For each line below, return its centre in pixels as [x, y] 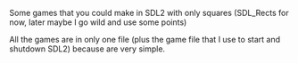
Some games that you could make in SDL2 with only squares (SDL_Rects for [149, 13]
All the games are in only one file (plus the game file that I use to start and [145, 39]
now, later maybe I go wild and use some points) [98, 22]
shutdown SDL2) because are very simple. [87, 49]
